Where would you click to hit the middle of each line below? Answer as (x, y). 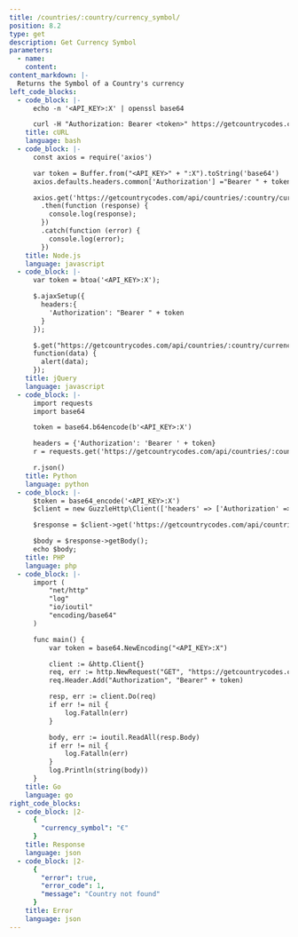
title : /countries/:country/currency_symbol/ (94, 17)
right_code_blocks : (45, 803)
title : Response (55, 845)
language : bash (53, 141)
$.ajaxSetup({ (59, 297)
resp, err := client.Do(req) (102, 697)
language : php (51, 566)
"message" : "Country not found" (101, 894)
